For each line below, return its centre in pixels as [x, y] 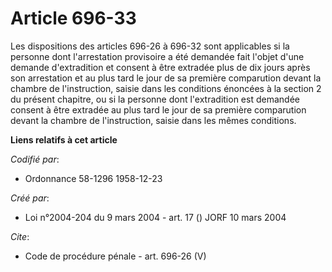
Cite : [20, 236]
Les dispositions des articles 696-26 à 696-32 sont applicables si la [150, 46]
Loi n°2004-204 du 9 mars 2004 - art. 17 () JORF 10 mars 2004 [155, 217]
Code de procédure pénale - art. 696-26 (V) [115, 256]
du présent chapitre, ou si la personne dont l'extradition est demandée [155, 99]
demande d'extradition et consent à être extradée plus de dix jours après [160, 67]
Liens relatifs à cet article [64, 139]
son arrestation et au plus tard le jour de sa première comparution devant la [166, 78]
